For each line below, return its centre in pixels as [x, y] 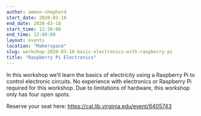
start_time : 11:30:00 [34, 29]
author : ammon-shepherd [37, 12]
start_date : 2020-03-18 [37, 18]
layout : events [26, 40]
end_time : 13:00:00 [31, 35]
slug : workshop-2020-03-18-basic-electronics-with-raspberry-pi [90, 52]
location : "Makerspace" [37, 46]
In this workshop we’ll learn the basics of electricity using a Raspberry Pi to [100, 74]
